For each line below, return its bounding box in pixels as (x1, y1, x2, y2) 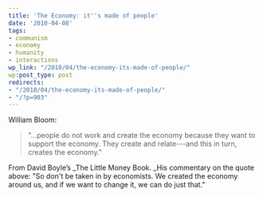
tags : (8, 26, 26, 34)
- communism (8, 33, 48, 42)
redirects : (8, 78, 45, 86)
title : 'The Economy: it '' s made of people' (8, 11, 159, 20)
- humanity (8, 49, 45, 57)
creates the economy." (27, 148, 102, 157)
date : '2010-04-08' (8, 19, 73, 27)
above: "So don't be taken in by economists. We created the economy (8, 171, 238, 181)
